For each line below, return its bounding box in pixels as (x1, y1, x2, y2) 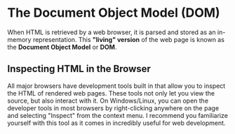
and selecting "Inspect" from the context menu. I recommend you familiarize (7, 111, 228, 119)
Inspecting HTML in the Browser (7, 63, 151, 75)
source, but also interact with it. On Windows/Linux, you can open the (7, 96, 209, 105)
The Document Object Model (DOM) (7, 5, 220, 21)
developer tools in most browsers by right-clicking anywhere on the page (7, 103, 220, 112)
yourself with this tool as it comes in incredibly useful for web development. (7, 119, 226, 127)
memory (7, 35, 32, 43)
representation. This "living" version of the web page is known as (32, 35, 224, 43)
